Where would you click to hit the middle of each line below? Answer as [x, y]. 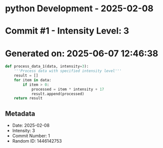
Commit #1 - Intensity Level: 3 [67, 31]
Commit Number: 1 [31, 136]
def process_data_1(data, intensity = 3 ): [47, 67]
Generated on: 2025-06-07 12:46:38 [82, 53]
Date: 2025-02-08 [31, 125]
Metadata [20, 113]
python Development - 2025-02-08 [79, 9]
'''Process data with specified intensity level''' [68, 71]
